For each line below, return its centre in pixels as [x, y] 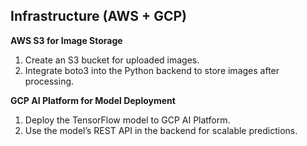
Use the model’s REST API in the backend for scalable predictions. [161, 130]
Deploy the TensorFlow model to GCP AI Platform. [127, 120]
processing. [49, 81]
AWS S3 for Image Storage [66, 40]
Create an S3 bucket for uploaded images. [112, 60]
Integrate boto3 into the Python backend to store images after [152, 70]
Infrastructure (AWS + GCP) [99, 16]
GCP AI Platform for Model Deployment [93, 100]
